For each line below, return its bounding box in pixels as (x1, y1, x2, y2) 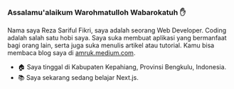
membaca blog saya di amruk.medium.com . (7, 49, 136, 57)
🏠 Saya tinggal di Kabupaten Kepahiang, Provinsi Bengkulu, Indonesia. (17, 63, 227, 71)
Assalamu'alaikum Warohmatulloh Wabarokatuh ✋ (7, 7, 186, 17)
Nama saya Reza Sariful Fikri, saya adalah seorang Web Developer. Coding (7, 26, 227, 35)
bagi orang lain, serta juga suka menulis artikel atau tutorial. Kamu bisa (7, 41, 215, 49)
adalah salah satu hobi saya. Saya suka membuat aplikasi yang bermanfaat (7, 34, 227, 42)
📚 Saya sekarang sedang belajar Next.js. (17, 73, 139, 82)
